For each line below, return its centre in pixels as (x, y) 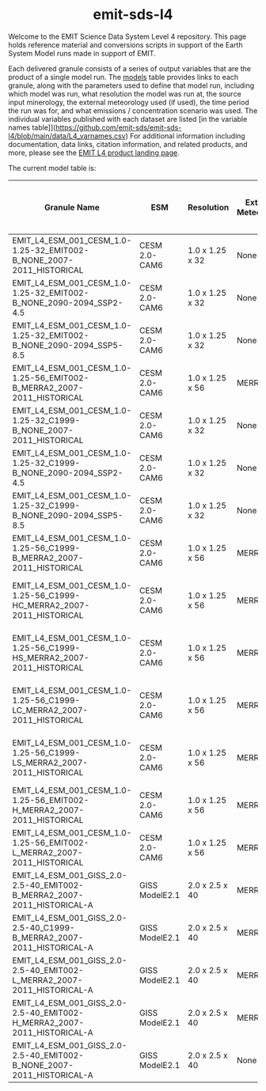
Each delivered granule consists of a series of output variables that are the (130, 68)
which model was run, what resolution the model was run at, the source (125, 93)
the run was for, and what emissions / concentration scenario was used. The (133, 110)
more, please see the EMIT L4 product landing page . (94, 153)
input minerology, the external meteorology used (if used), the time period (129, 102)
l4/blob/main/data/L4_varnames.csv (67, 135)
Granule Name (72, 207)
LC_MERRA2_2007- (50, 710)
